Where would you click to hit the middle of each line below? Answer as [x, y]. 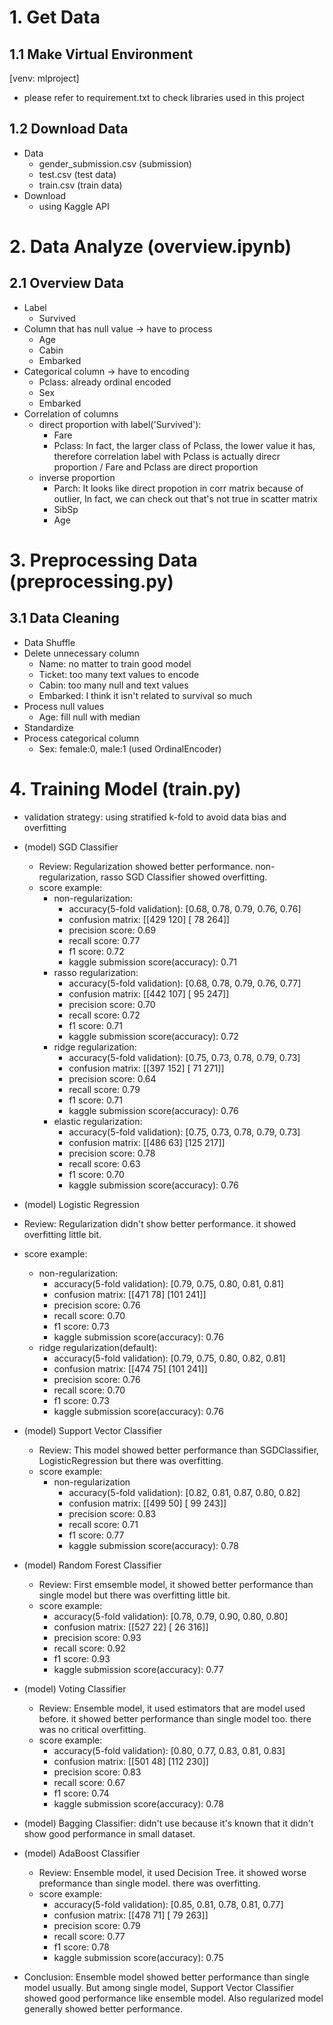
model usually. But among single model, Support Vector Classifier [159, 1987]
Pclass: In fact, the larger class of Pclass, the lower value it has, [184, 445]
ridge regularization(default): [98, 1347]
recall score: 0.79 [104, 1089]
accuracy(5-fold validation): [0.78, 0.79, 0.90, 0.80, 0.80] [171, 1616]
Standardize [48, 727]
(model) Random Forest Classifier [92, 1565]
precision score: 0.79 [97, 1925]
